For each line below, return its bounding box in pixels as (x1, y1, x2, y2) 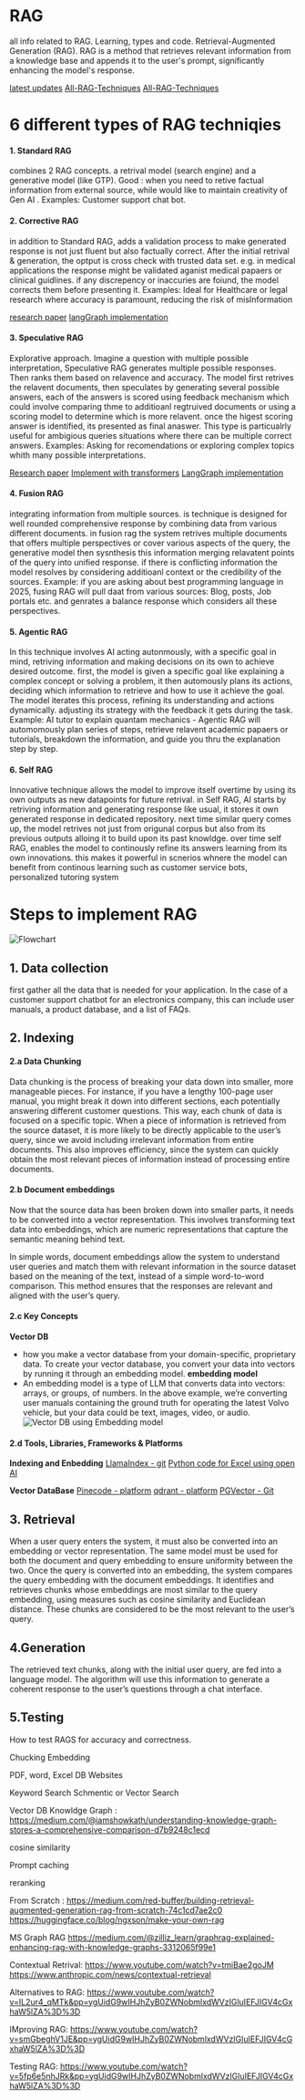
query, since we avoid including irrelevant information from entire (9, 1134, 255, 1145)
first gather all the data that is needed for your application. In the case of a (9, 984, 289, 995)
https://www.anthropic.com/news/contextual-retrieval (9, 1969, 212, 1980)
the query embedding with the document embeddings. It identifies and (9, 1575, 275, 1585)
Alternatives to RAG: (9, 1986, 85, 1998)
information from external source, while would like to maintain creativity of (9, 184, 289, 196)
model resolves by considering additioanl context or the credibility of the (9, 567, 282, 577)
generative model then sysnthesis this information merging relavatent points (9, 546, 295, 557)
